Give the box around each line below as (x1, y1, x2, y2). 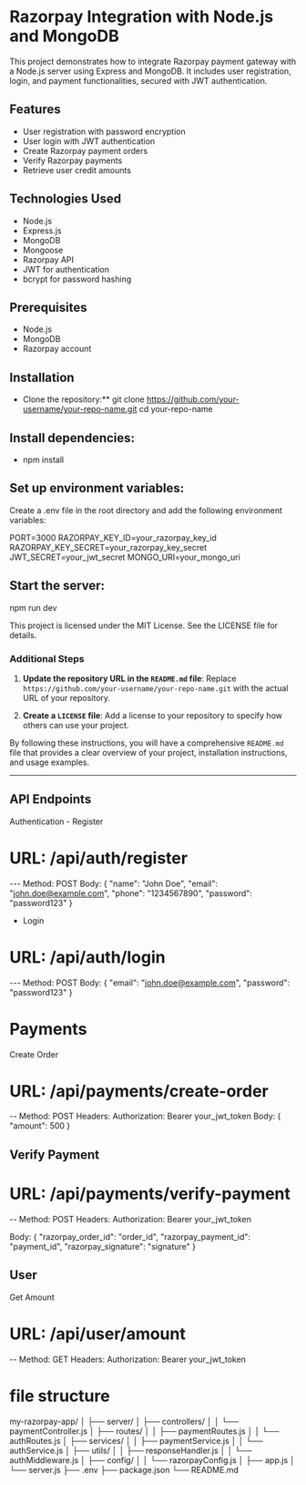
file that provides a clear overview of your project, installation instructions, (9, 747, 288, 758)
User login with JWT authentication (22, 135, 156, 147)
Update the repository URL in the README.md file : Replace (22, 673, 237, 684)
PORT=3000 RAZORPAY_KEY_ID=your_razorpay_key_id (9, 531, 217, 543)
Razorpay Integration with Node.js (9, 6, 274, 27)
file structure (9, 1386, 111, 1406)
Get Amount (9, 1292, 55, 1303)
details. (9, 629, 37, 640)
